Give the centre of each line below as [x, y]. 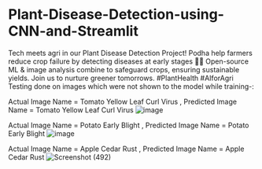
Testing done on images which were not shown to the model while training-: [131, 86]
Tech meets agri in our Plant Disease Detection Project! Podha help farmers [131, 53]
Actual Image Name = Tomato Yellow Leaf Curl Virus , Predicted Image [123, 101]
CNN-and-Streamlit [74, 31]
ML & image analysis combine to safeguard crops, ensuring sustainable [124, 69]
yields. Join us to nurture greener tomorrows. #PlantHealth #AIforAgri [121, 78]
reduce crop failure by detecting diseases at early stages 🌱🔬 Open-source [129, 61]
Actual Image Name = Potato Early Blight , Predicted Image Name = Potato [129, 125]
